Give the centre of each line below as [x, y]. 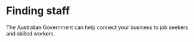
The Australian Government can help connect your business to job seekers [97, 27]
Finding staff [38, 11]
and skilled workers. [30, 33]
